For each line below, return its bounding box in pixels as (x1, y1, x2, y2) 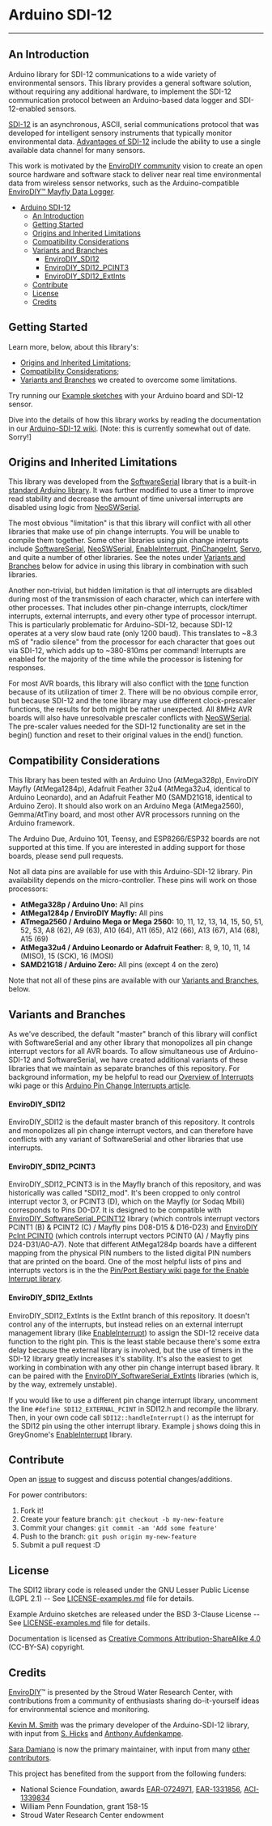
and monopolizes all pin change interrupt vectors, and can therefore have (8, 1126, 253, 1136)
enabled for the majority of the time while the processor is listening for (8, 654, 243, 665)
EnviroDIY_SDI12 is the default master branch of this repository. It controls (8, 1117, 255, 1127)
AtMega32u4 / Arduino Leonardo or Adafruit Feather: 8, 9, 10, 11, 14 (19, 943, 251, 953)
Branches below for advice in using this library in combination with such (8, 561, 249, 571)
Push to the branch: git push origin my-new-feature (19, 1531, 197, 1541)
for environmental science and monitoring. (8, 1705, 150, 1714)
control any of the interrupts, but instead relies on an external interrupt (8, 1319, 244, 1329)
